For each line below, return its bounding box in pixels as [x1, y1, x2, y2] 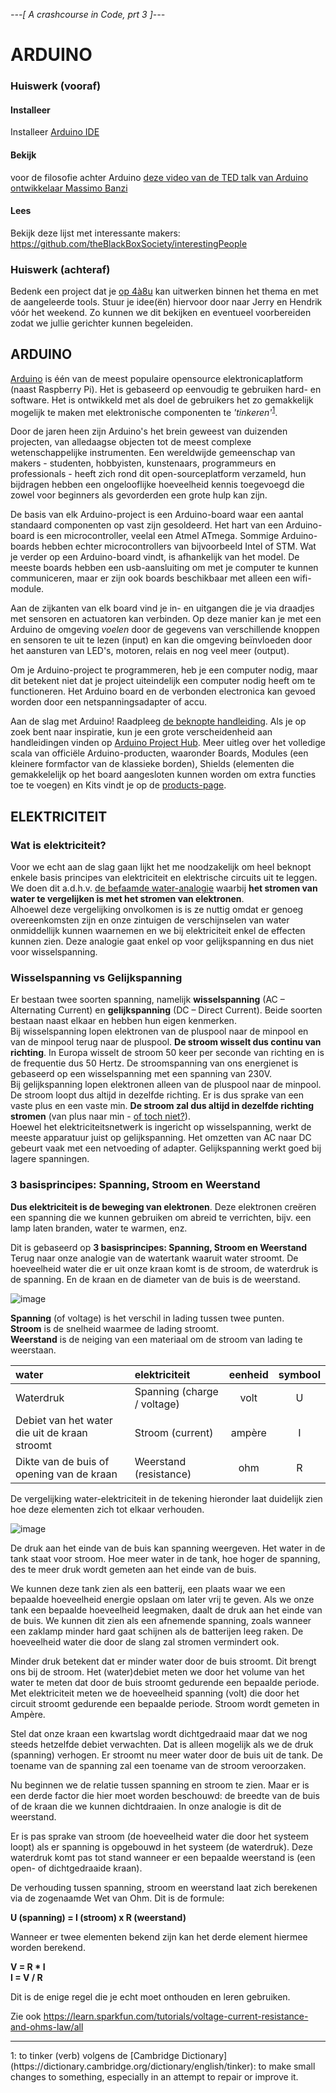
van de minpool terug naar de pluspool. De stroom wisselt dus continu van [10, 1036, 322, 1048]
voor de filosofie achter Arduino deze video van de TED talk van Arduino [10, 171, 309, 183]
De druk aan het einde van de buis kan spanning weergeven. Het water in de [10, 1542, 326, 1554]
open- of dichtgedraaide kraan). [10, 1862, 143, 1874]
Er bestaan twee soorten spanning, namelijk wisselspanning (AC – [10, 994, 285, 1006]
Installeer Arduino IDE [10, 126, 100, 138]
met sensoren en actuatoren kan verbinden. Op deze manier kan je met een [10, 613, 322, 625]
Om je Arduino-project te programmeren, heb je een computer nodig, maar [10, 664, 318, 676]
